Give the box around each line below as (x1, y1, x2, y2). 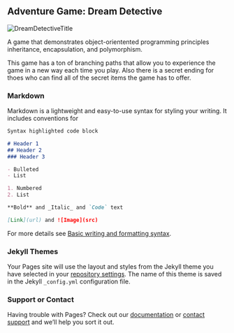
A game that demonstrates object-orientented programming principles (7, 38, 210, 46)
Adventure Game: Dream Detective (7, 6, 163, 17)
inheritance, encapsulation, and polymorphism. (7, 45, 143, 53)
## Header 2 (7, 147, 42, 154)
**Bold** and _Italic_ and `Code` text (7, 204, 124, 212)
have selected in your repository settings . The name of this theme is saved (7, 270, 222, 279)
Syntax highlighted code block (7, 128, 98, 135)
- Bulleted (7, 165, 39, 173)
